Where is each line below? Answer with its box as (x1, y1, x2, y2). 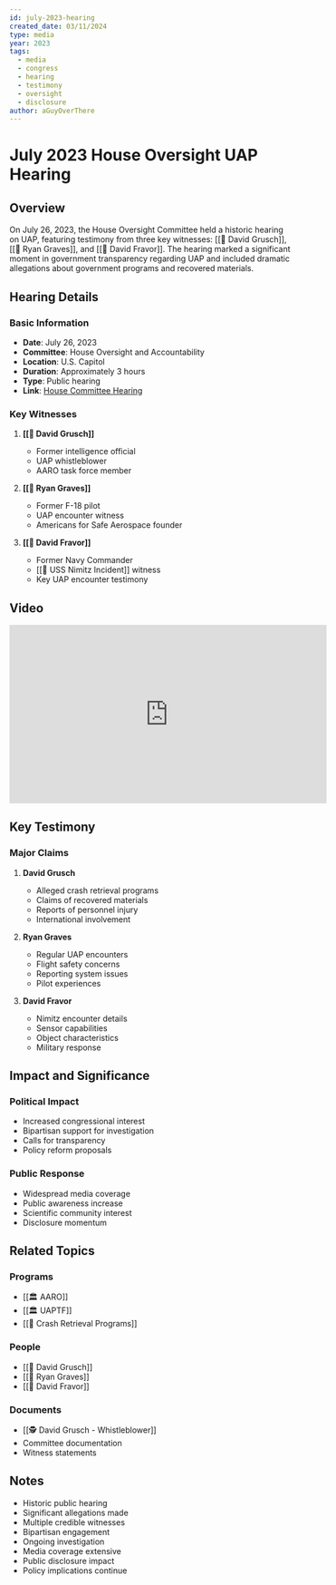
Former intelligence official (35, 446, 136, 457)
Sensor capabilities (35, 1022, 108, 1034)
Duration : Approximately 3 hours (22, 365, 146, 376)
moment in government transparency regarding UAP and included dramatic (9, 253, 290, 264)
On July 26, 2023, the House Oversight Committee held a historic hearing (9, 224, 283, 236)
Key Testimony (9, 820, 96, 835)
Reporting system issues (35, 968, 129, 979)
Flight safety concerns (35, 958, 120, 969)
